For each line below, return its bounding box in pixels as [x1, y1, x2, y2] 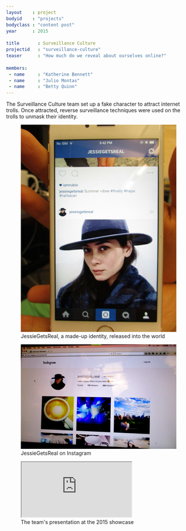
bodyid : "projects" [6, 15, 65, 22]
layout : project [6, 9, 57, 15]
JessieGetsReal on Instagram [21, 449, 92, 456]
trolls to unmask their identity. [6, 113, 78, 120]
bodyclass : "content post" [6, 22, 75, 28]
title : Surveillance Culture [6, 40, 96, 46]
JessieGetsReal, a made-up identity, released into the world [21, 333, 165, 340]
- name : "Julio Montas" [8, 77, 80, 83]
